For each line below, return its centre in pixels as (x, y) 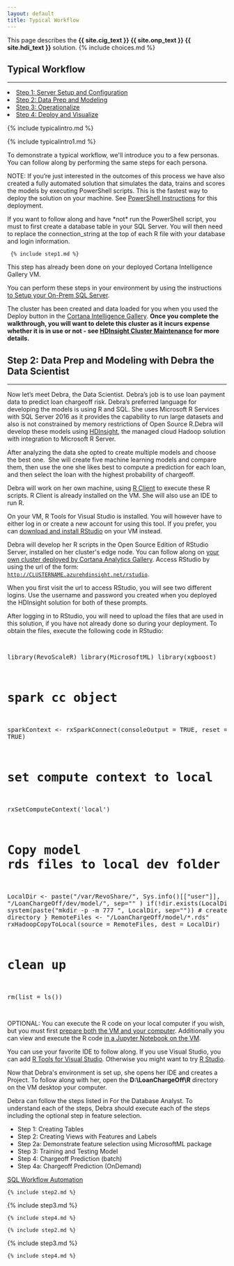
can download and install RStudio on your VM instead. (85, 531)
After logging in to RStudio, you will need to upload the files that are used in (116, 616)
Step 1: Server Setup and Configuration (72, 93)
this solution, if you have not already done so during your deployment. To (112, 623)
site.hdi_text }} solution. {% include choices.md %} (81, 47)
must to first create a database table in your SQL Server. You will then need (115, 226)
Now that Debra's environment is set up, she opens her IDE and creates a (112, 1072)
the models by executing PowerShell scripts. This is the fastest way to (108, 191)
